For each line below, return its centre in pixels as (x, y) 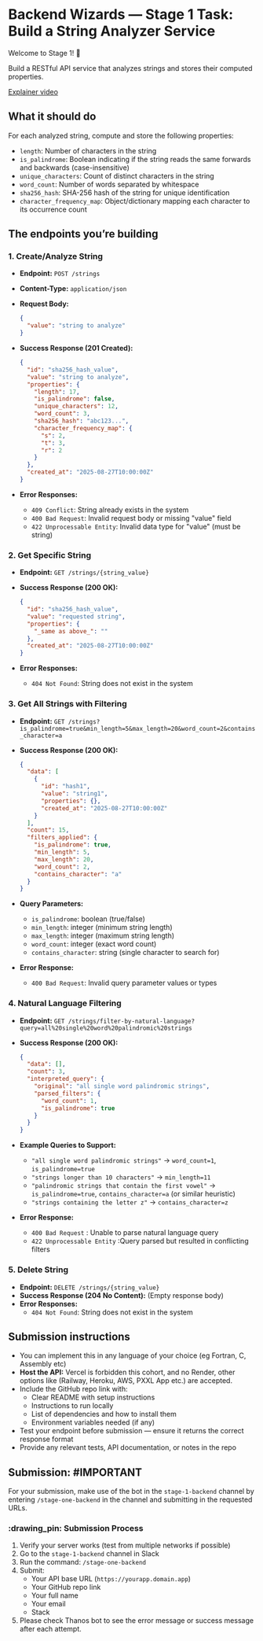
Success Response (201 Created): (76, 348)
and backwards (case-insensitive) (74, 168)
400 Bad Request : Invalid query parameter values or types (124, 983)
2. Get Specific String (50, 555)
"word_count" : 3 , (62, 414)
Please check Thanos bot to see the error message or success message (136, 1621)
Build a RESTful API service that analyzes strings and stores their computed (130, 68)
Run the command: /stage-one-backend (83, 1562)
